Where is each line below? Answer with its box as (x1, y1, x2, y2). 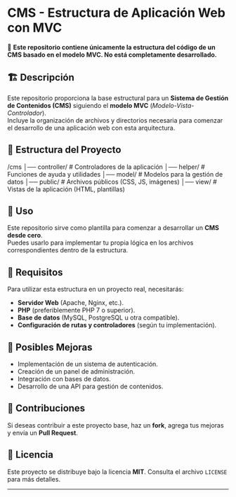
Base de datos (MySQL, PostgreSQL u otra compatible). (17, 313, 180, 322)
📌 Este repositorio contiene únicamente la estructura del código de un (7, 43, 216, 51)
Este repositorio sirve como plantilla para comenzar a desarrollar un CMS (7, 224, 220, 232)
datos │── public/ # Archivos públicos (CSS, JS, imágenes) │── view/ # (7, 177, 218, 186)
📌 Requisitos (7, 266, 63, 278)
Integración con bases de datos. (17, 375, 111, 383)
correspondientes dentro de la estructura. (7, 246, 129, 254)
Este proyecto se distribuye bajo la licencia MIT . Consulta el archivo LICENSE (7, 468, 228, 476)
